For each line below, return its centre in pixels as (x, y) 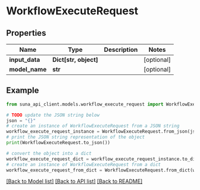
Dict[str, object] (75, 60)
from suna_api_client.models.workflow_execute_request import (85, 104)
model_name (28, 69)
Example (23, 91)
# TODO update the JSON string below (53, 115)
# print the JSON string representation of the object (76, 137)
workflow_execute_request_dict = (48, 159)
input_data (25, 60)
